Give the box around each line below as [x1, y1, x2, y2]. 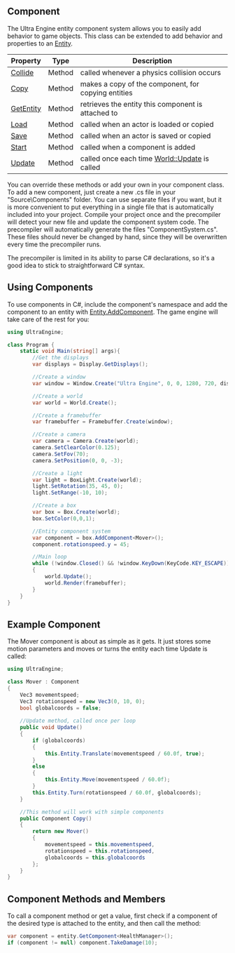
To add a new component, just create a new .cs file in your [7, 187, 176, 196]
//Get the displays [32, 354, 90, 361]
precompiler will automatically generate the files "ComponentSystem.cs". [7, 225, 218, 234]
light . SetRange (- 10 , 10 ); [32, 489, 108, 497]
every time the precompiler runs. [7, 240, 101, 248]
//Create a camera [32, 431, 86, 438]
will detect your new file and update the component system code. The [7, 218, 209, 226]
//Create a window [32, 373, 86, 380]
